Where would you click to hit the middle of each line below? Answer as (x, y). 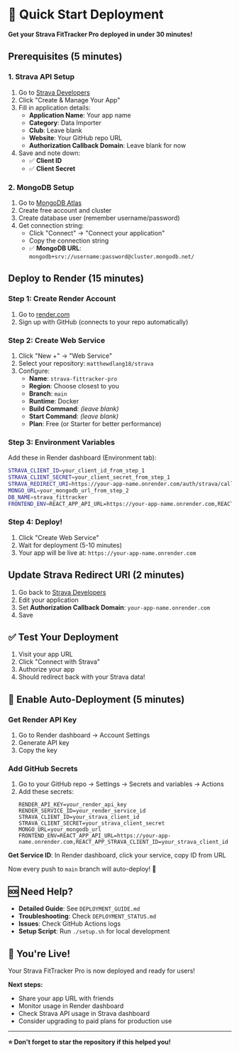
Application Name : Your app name (80, 115)
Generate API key (44, 743)
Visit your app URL (45, 655)
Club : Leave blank (55, 130)
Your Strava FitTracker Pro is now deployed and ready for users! (102, 970)
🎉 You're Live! (39, 954)
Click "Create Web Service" (59, 537)
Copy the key (38, 751)
